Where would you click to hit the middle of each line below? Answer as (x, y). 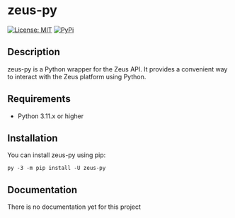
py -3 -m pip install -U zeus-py (57, 168)
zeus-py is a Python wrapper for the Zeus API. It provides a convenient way (117, 69)
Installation (33, 138)
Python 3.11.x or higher (50, 116)
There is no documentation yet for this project (74, 207)
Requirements (39, 99)
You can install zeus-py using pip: (57, 155)
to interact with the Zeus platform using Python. (77, 76)
